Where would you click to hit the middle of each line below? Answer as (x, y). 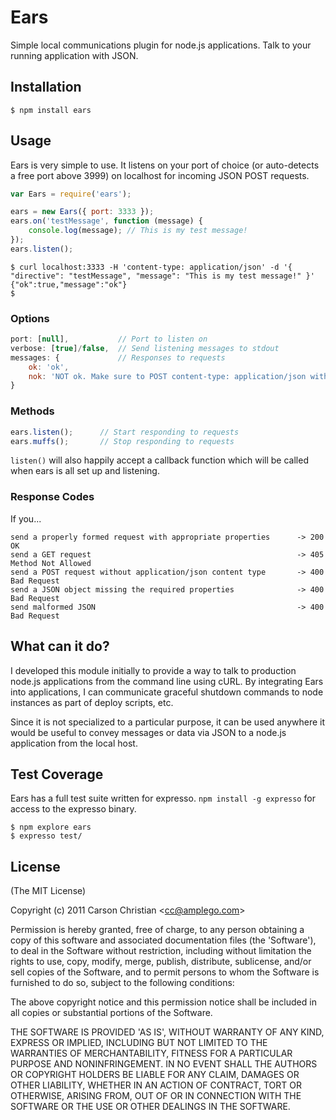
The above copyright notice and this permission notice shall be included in (163, 1002)
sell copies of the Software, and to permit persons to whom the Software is (165, 972)
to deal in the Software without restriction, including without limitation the (161, 951)
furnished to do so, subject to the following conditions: (122, 983)
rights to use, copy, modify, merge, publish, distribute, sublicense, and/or (161, 962)
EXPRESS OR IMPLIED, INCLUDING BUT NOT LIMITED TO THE (139, 1043)
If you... (26, 518)
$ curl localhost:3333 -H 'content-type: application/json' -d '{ (151, 267)
